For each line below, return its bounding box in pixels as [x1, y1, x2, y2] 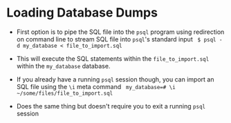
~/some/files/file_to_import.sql [16, 90, 113, 97]
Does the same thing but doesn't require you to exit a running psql [16, 102, 205, 110]
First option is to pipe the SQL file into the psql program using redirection [16, 28, 225, 36]
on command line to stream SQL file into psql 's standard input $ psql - [16, 35, 223, 43]
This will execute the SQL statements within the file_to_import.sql [16, 54, 210, 63]
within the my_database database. [16, 61, 111, 70]
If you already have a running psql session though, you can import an [16, 75, 214, 84]
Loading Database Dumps [6, 5, 158, 21]
